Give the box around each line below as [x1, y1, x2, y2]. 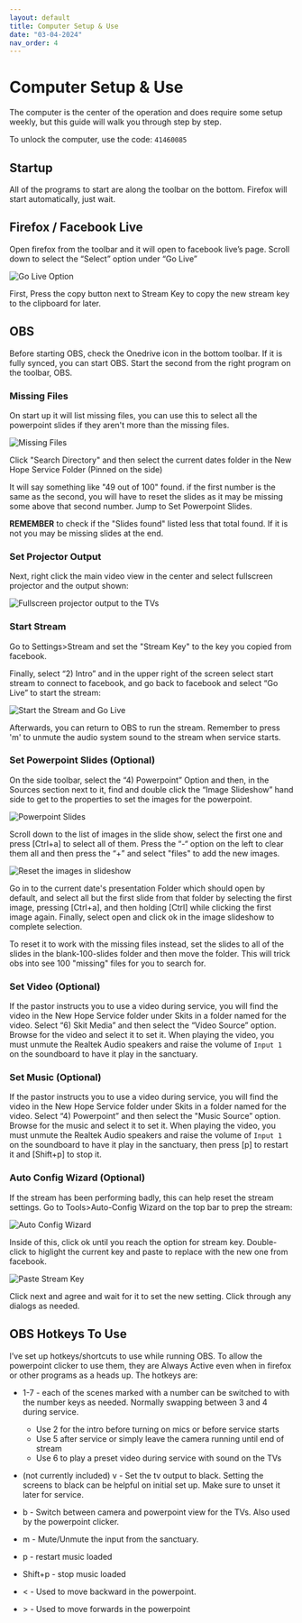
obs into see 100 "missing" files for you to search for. [9, 958, 206, 968]
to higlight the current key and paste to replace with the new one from [28, 1246, 288, 1257]
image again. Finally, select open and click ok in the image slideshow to [9, 912, 275, 922]
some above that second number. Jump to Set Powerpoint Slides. [9, 500, 252, 511]
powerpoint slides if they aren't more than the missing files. [9, 419, 230, 430]
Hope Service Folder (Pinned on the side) [9, 463, 163, 474]
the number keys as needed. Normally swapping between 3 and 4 [22, 1397, 268, 1408]
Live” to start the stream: [9, 687, 101, 698]
